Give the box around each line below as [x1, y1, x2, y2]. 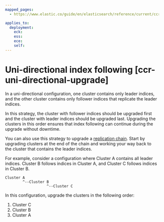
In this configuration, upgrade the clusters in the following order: [5, 192, 135, 198]
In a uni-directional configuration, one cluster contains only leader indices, [5, 91, 155, 97]
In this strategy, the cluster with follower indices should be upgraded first [5, 110, 152, 116]
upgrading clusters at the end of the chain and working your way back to [5, 141, 152, 146]
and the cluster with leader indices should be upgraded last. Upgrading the [5, 116, 156, 121]
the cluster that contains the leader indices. [5, 146, 92, 152]
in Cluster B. [5, 165, 30, 171]
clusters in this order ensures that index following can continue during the [5, 121, 154, 127]
